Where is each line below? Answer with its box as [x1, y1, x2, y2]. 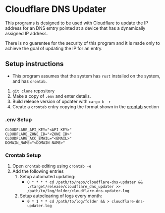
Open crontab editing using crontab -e [12, 163, 92, 169]
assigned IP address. [5, 30, 48, 36]
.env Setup [5, 116, 32, 123]
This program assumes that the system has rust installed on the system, [12, 73, 161, 79]
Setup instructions [5, 60, 64, 68]
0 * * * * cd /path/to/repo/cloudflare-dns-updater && [27, 180, 143, 185]
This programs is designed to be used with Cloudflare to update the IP [5, 20, 149, 26]
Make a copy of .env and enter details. [12, 93, 91, 99]
